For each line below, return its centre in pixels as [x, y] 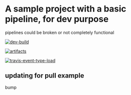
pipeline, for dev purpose [57, 19]
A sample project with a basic [66, 9]
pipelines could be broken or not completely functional [60, 32]
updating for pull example [45, 76]
